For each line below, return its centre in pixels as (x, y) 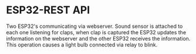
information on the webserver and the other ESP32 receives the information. (98, 38)
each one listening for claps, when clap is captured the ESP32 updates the (96, 32)
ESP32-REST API (48, 10)
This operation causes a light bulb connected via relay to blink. (82, 45)
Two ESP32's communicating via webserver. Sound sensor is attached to (94, 26)
